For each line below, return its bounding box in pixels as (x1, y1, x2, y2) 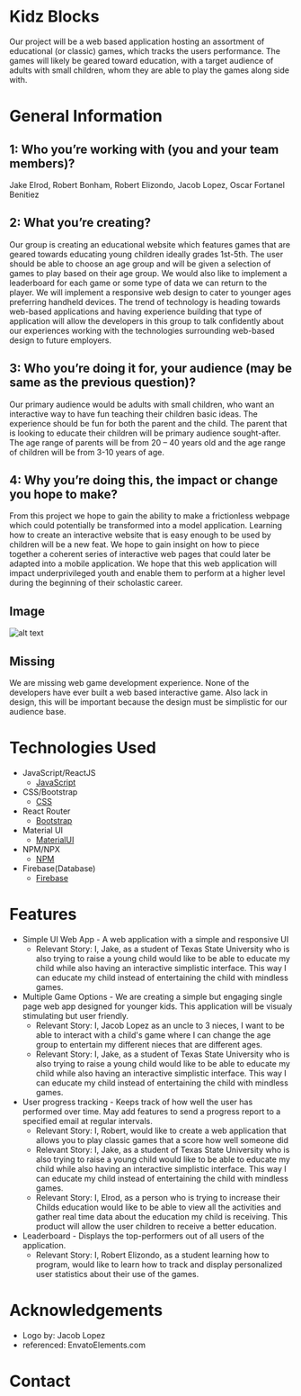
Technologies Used (9, 738, 157, 758)
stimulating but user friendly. (22, 1010, 128, 1021)
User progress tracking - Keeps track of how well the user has (22, 1096, 253, 1107)
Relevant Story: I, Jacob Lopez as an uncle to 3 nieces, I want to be (35, 1020, 285, 1031)
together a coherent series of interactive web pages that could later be (9, 549, 271, 560)
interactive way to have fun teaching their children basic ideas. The (9, 408, 259, 419)
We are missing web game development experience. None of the (9, 678, 250, 688)
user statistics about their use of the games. (35, 1268, 199, 1279)
